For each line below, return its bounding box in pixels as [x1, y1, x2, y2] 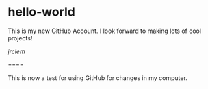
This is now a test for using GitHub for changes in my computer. [8, 73, 187, 82]
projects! [8, 34, 33, 42]
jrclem [8, 47, 26, 55]
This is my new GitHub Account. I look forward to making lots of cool [8, 27, 201, 35]
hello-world [8, 4, 76, 20]
